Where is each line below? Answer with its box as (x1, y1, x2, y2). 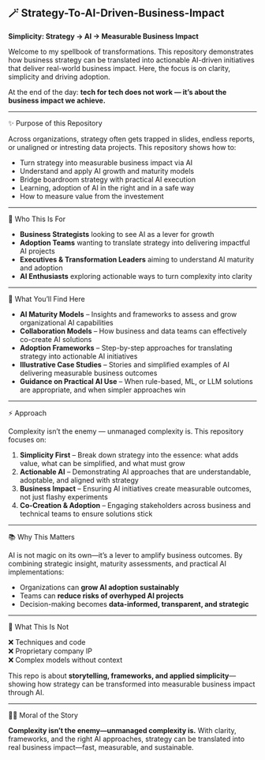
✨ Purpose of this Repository (8, 118, 103, 128)
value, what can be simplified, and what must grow (19, 458, 185, 468)
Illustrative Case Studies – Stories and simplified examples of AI (19, 359, 230, 369)
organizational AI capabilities (19, 318, 114, 327)
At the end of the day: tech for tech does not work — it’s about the (8, 87, 227, 96)
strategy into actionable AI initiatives (19, 351, 138, 361)
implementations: (8, 567, 65, 577)
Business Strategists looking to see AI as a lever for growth (19, 229, 215, 239)
